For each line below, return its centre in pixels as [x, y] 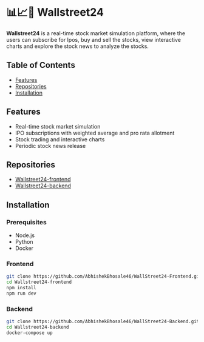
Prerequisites [26, 222]
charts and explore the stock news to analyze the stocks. [77, 46]
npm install [21, 288]
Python [24, 242]
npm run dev [21, 293]
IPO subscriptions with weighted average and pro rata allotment [95, 133]
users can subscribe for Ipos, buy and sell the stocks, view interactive [93, 39]
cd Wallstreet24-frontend [39, 282]
